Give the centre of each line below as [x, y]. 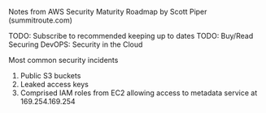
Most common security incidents [63, 60]
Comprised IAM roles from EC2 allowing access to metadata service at [139, 93]
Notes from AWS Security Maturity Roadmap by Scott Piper [108, 12]
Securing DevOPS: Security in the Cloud [76, 44]
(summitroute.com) [41, 20]
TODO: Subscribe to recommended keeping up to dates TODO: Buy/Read [131, 36]
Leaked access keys [55, 84]
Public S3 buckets [50, 75]
